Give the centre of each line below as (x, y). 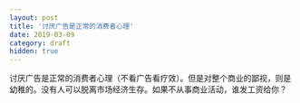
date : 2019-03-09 (42, 34)
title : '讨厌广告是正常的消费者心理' (72, 26)
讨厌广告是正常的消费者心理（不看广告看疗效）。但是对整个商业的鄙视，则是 (150, 79)
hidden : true (34, 51)
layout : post (34, 18)
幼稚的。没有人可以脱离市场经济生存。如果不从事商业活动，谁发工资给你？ (148, 89)
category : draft (40, 43)
